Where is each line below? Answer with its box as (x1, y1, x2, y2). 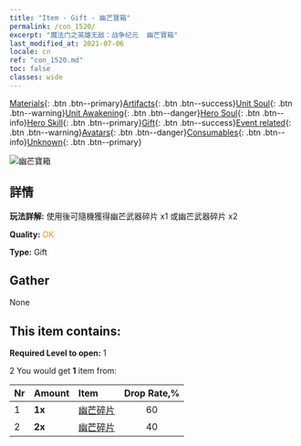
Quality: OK (9, 229, 55, 240)
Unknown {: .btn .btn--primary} (26, 136, 142, 147)
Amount (33, 387, 70, 399)
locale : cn (9, 47, 51, 57)
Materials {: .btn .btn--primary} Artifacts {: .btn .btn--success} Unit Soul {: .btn (9, 98, 294, 109)
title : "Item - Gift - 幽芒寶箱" (9, 13, 131, 23)
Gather (9, 273, 50, 288)
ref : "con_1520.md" (9, 56, 84, 65)
